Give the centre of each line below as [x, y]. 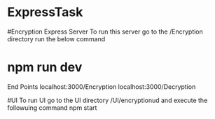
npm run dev [45, 68]
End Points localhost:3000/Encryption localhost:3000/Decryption [102, 86]
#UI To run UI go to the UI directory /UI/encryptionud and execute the [107, 100]
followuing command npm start [52, 107]
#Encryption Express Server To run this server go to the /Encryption [105, 31]
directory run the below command [56, 38]
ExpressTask [45, 12]
